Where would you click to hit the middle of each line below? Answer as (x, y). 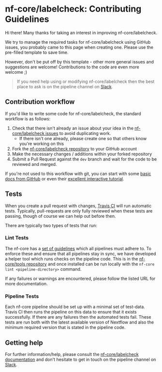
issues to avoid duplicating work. (78, 133)
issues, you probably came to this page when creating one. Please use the (79, 47)
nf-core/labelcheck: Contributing (73, 9)
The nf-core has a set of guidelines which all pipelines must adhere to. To (78, 248)
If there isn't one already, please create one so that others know (83, 138)
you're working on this (42, 144)
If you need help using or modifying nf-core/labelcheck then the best (86, 81)
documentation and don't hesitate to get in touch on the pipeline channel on (81, 359)
